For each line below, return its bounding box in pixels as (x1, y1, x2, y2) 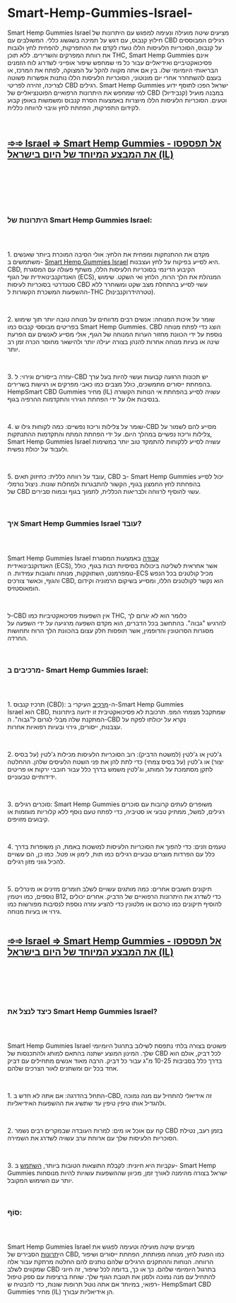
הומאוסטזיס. (7, 584, 40, 592)
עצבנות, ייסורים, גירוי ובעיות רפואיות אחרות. (7, 722, 122, 731)
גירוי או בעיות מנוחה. (7, 907, 62, 916)
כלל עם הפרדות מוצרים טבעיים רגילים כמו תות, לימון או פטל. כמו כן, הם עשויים (7, 849, 216, 858)
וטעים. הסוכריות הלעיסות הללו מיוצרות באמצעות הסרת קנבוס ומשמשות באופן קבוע (7, 95, 228, 104)
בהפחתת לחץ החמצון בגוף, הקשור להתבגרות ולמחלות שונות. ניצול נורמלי (7, 480, 201, 488)
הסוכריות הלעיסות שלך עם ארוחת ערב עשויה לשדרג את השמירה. (7, 1134, 179, 1143)
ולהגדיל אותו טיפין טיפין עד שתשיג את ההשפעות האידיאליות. (7, 1099, 167, 1107)
